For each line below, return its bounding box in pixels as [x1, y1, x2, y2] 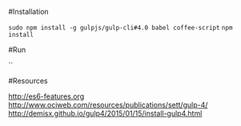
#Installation [8, 7, 50, 16]
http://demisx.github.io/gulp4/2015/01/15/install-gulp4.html [8, 108, 203, 118]
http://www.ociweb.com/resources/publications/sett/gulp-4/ [8, 100, 208, 109]
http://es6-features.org [8, 91, 85, 101]
